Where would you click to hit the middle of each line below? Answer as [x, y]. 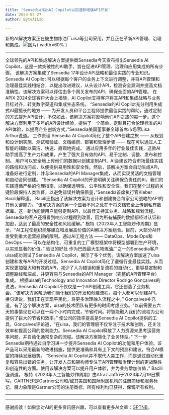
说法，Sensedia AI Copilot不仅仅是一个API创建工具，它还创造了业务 [75, 287]
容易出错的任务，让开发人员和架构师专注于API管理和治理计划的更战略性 [88, 362]
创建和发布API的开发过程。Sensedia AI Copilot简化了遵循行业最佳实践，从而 [84, 262]
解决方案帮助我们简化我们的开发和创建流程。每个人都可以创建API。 [90, 293]
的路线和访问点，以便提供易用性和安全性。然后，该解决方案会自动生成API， [84, 167]
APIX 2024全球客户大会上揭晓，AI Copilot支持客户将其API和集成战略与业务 [83, 98]
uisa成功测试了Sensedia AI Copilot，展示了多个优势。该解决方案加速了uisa [82, 255]
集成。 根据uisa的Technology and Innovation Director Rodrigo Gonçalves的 [83, 280]
